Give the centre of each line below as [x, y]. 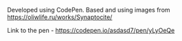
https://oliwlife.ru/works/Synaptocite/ [60, 17]
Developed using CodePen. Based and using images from [89, 10]
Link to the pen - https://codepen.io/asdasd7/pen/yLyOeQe [91, 30]
